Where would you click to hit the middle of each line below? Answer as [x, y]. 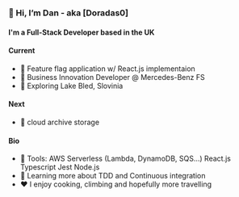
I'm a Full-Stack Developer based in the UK [82, 32]
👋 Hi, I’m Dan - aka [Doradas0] [69, 13]
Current [22, 51]
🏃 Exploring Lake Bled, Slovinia [71, 86]
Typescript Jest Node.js [60, 167]
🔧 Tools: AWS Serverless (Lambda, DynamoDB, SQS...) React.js [126, 159]
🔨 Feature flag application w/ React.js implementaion [107, 69]
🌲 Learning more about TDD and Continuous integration [113, 176]
